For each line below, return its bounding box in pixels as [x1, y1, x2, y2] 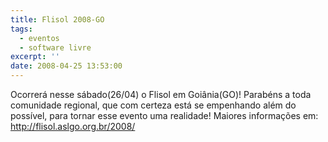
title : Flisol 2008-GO [10, 14, 105, 25]
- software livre [19, 42, 92, 53]
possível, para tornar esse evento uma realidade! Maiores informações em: [10, 110, 319, 121]
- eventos [19, 33, 60, 43]
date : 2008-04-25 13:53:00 [10, 61, 123, 71]
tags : [10, 24, 33, 34]
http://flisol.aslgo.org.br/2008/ [10, 121, 136, 132]
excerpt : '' [10, 52, 60, 62]
